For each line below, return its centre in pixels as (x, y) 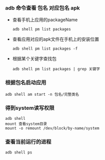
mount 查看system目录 (26, 124)
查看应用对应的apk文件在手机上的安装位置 (55, 39)
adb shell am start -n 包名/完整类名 (42, 94)
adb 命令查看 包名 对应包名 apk (42, 8)
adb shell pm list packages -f (45, 49)
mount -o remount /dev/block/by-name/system (52, 128)
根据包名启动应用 (26, 83)
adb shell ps (19, 152)
